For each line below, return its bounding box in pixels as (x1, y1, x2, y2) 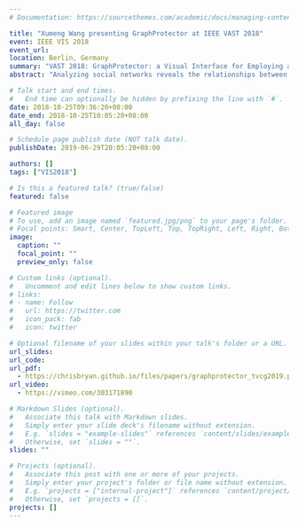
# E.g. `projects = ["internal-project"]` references (9, 486, 220, 495)
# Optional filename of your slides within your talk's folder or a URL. (9, 339, 288, 348)
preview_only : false (17, 257, 93, 266)
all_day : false (9, 119, 66, 129)
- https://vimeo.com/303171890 (17, 389, 133, 397)
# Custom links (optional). (9, 273, 114, 282)
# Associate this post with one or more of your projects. (9, 470, 240, 479)
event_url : (9, 45, 50, 54)
